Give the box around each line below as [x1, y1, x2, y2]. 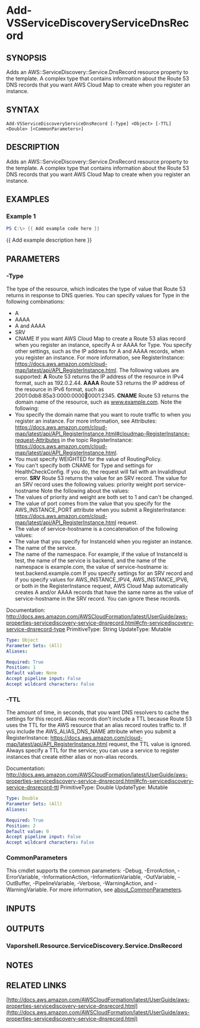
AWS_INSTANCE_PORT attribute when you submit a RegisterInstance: [14, 506, 186, 513]
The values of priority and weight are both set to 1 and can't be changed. [14, 493, 193, 500]
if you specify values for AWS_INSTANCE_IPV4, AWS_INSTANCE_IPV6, [14, 575, 189, 583]
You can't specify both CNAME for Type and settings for [14, 461, 153, 469]
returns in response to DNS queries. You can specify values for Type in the [6, 291, 190, 298]
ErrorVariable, [6, 873, 40, 881]
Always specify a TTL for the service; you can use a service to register [6, 747, 180, 754]
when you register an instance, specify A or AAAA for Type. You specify [14, 341, 192, 348]
